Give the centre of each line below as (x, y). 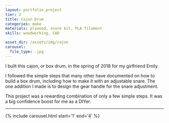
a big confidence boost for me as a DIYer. (48, 101)
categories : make (23, 24)
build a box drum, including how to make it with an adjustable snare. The (80, 81)
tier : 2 (13, 15)
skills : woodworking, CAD (32, 33)
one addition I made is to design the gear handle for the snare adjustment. (82, 86)
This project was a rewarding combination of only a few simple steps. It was (84, 96)
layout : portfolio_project (33, 10)
